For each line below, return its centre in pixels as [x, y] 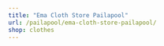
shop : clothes [32, 30]
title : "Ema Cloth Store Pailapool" [68, 15]
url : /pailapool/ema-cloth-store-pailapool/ [82, 23]
